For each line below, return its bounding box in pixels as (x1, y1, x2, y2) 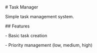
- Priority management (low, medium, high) (5, 42, 93, 48)
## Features (5, 23, 30, 29)
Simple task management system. (5, 14, 74, 19)
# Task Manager (5, 4, 39, 10)
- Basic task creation (5, 33, 48, 38)
